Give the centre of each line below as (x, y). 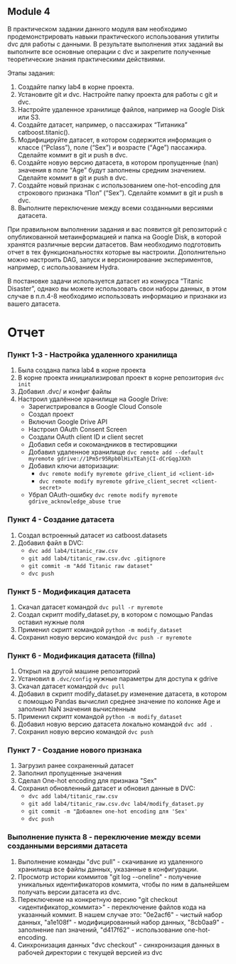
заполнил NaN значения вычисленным (77, 709)
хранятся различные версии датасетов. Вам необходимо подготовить (114, 244)
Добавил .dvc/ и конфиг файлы (64, 392)
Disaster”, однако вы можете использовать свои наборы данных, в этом (117, 289)
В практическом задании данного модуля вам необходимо (97, 28)
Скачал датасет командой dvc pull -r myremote (90, 607)
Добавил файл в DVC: (50, 543)
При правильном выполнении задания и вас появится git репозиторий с (117, 229)
